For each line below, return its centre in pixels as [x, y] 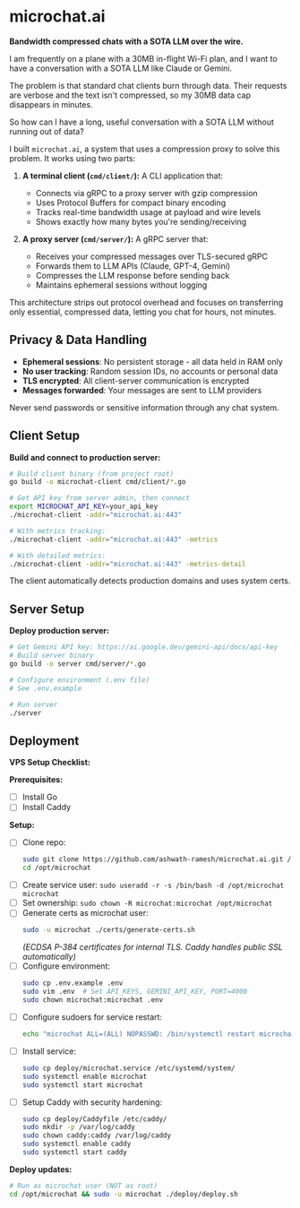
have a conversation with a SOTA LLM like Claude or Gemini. [121, 68]
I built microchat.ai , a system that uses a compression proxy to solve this [145, 149]
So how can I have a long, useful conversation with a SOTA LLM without [142, 122]
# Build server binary [51, 656]
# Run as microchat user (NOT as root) [84, 1186]
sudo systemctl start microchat [82, 1085]
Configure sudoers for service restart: [92, 1017]
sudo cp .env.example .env [73, 983]
